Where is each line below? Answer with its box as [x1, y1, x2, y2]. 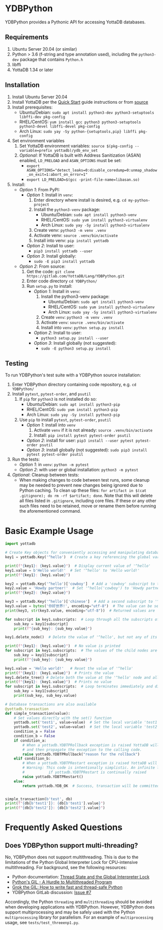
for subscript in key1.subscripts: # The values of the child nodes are [5, 648, 158, 653]
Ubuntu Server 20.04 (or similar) [12, 46, 77, 52]
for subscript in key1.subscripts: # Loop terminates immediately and [5, 684, 153, 689]
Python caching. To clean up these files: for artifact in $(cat [19, 487, 147, 493]
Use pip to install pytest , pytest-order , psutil [19, 417, 112, 423]
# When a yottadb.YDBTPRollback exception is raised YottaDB [22, 743, 149, 747]
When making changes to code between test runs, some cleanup [19, 477, 150, 483]
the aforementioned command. [19, 508, 81, 514]
